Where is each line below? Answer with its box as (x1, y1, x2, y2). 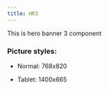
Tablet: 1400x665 (17, 75, 68, 83)
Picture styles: (7, 46, 57, 56)
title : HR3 (7, 10, 39, 17)
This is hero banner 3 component (7, 29, 102, 37)
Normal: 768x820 (17, 61, 68, 70)
